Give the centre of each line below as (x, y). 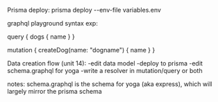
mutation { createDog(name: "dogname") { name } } (81, 50)
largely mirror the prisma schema (54, 91)
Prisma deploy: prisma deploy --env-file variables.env (84, 10)
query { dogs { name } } (41, 37)
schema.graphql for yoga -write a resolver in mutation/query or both (105, 71)
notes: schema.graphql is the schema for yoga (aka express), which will (110, 84)
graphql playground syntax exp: (53, 23)
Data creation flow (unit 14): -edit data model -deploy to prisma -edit (105, 63)
